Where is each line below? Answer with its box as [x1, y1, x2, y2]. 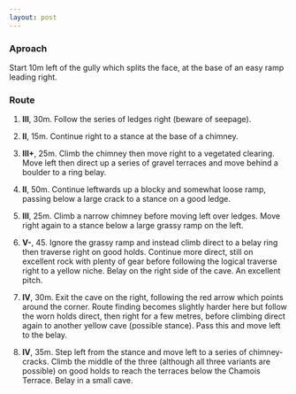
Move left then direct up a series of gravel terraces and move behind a [21, 158, 278, 168]
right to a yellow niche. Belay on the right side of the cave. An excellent [21, 266, 281, 276]
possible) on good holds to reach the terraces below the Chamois [21, 366, 261, 376]
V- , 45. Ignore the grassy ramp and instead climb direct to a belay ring [21, 237, 278, 248]
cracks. [21, 356, 50, 367]
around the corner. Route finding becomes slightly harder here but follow [21, 302, 287, 313]
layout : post [9, 12, 57, 22]
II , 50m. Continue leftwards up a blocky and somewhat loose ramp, [21, 184, 267, 195]
